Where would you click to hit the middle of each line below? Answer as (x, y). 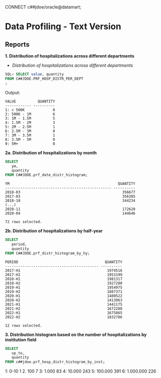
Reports (17, 44)
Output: (13, 92)
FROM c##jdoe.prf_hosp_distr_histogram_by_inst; (55, 362)
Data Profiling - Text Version (63, 27)
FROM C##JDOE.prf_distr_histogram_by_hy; (48, 253)
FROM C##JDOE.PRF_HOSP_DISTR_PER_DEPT (44, 79)
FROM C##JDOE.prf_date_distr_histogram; (47, 175)
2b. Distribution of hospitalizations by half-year (54, 231)
